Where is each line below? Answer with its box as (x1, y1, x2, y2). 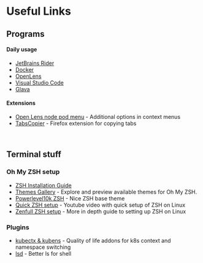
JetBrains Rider (15, 59, 55, 67)
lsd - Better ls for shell (15, 250, 72, 257)
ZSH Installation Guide (15, 181, 72, 189)
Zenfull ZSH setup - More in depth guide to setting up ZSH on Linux (15, 207, 186, 215)
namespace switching (15, 243, 71, 251)
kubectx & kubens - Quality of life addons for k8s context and (15, 237, 171, 244)
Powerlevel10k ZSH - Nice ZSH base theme (15, 194, 125, 202)
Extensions (6, 99, 36, 107)
